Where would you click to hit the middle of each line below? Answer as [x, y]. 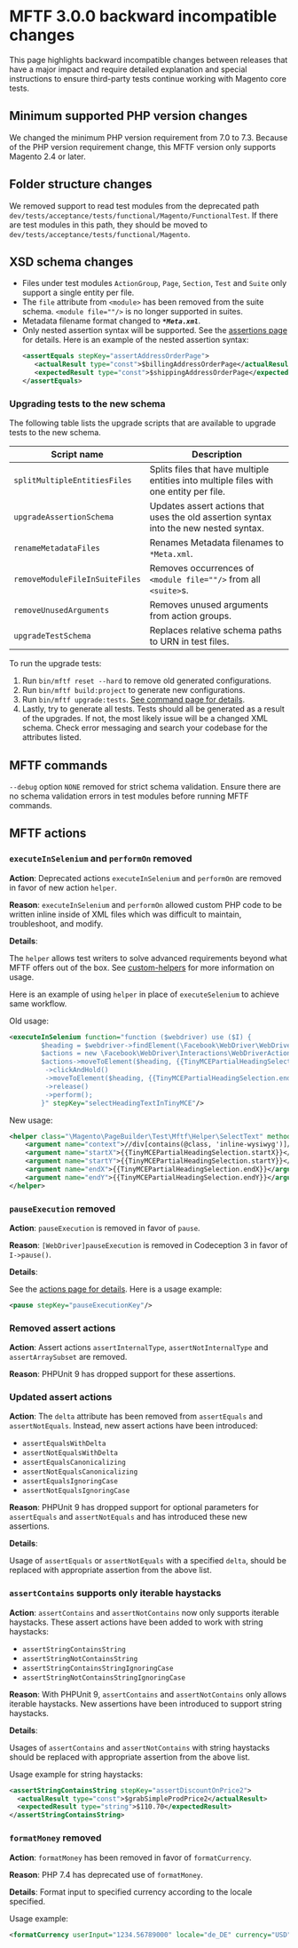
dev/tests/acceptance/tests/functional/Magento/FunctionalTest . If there [144, 215]
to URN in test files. [189, 641]
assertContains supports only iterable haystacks [115, 1594]
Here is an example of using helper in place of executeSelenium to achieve [144, 994]
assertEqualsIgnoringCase [70, 1482]
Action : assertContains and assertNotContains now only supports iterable [144, 1612]
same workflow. [38, 1003]
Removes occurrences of [202, 568]
